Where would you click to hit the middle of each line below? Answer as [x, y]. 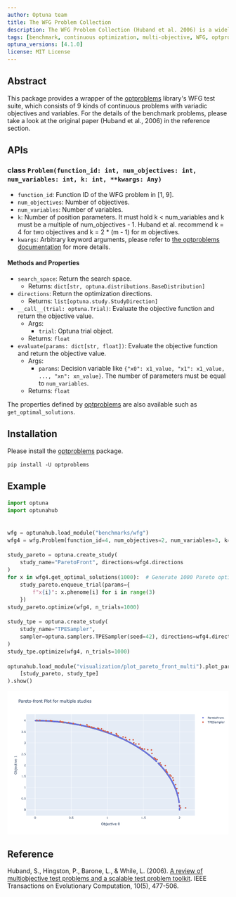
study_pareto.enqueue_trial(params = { [75, 585]
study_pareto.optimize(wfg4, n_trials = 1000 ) [73, 607]
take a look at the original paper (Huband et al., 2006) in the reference [109, 120]
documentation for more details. [64, 247]
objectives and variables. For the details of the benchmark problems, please [117, 113]
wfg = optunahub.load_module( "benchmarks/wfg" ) [78, 533]
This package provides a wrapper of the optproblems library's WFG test [111, 98]
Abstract [27, 81]
